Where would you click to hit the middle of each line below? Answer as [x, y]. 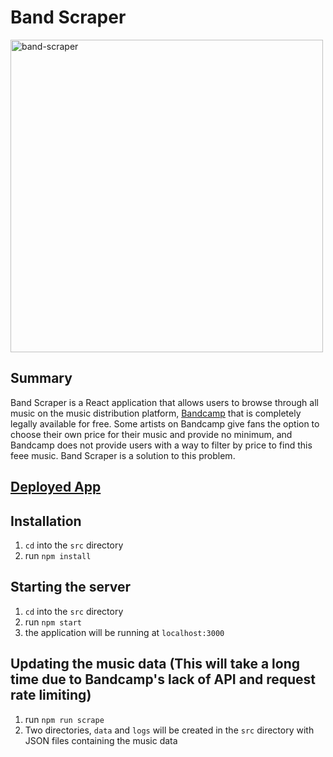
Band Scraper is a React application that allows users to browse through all [164, 402]
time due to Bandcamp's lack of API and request [163, 679]
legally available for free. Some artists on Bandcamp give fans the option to [165, 423]
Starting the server [71, 587]
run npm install [58, 555]
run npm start [53, 622]
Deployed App [56, 487]
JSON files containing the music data [101, 740]
